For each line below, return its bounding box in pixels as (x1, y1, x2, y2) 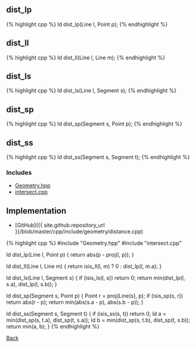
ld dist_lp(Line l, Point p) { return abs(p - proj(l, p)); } (6, 251, 134, 258)
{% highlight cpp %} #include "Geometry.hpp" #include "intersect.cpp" (6, 239, 182, 247)
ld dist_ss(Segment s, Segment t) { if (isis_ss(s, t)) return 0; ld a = (6, 311, 167, 318)
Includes (6, 168, 32, 176)
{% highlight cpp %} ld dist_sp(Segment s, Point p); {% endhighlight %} (6, 120, 182, 127)
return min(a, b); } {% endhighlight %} (6, 323, 100, 330)
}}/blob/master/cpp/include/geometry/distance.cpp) (14, 228, 143, 235)
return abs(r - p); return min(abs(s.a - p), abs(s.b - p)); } (6, 299, 143, 306)
